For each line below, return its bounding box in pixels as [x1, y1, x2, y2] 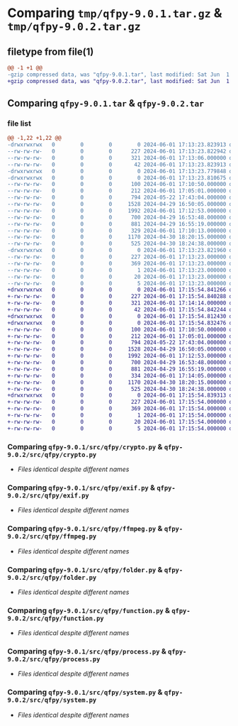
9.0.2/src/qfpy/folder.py [7, 573, 97, 581]
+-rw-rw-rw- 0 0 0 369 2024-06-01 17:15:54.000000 [7, 405, 227, 412]
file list [7, 119, 32, 128]
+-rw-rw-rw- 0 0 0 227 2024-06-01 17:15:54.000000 [7, 399, 227, 406]
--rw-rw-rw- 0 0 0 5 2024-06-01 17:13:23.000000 [7, 280, 227, 287]
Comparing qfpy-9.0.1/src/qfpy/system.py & [7, 687, 163, 697]
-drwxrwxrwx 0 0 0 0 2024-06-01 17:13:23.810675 [7, 174, 227, 182]
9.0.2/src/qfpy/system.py [7, 696, 97, 704]
